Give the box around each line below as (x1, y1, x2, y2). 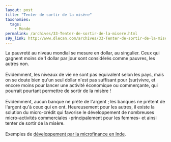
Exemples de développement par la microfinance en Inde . (5, 131, 126, 137)
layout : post (5, 7, 33, 13)
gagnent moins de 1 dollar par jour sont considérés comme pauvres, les (5, 55, 155, 61)
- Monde (14, 26, 31, 32)
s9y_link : (5, 36, 26, 41)
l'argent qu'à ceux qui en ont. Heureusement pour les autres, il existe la (5, 104, 155, 110)
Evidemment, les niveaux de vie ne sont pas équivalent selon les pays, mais (5, 71, 164, 77)
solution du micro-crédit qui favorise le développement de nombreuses (5, 109, 154, 115)
